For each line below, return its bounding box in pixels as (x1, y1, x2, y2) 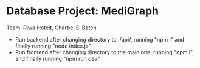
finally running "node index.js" (15, 42, 91, 49)
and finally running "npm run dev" (15, 55, 100, 62)
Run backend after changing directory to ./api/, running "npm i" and (15, 36, 184, 43)
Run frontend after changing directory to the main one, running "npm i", (15, 48, 195, 55)
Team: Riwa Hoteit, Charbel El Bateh (6, 24, 97, 31)
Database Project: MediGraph (6, 4, 159, 18)
